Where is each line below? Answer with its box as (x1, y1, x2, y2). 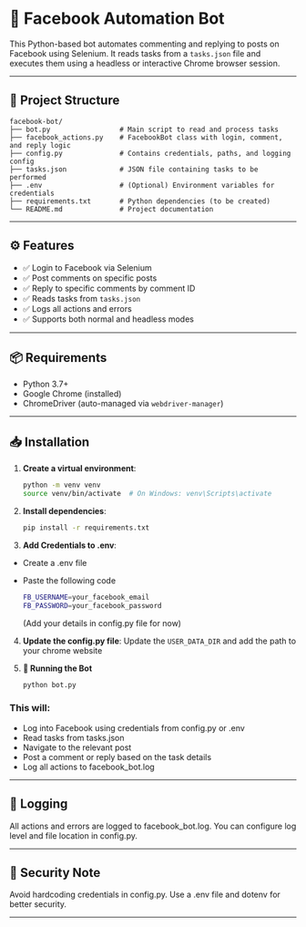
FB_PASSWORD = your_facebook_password (22, 601, 162, 610)
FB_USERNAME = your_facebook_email (22, 592, 150, 602)
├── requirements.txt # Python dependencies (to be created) (9, 196, 271, 206)
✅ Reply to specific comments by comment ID (22, 283, 196, 294)
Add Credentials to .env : (22, 540, 117, 551)
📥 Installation (9, 434, 90, 449)
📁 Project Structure (9, 93, 120, 108)
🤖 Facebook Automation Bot (9, 8, 225, 29)
